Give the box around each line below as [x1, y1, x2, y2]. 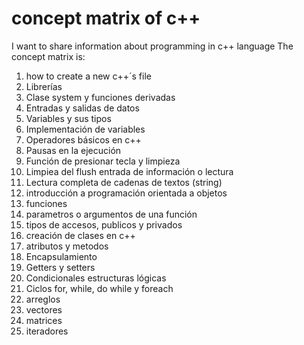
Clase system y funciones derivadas [25, 91, 176, 103]
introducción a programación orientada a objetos [25, 187, 228, 199]
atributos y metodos [25, 240, 109, 252]
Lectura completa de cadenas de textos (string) [25, 176, 223, 188]
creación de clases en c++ [25, 229, 136, 241]
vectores [25, 303, 63, 316]
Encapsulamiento [25, 250, 98, 262]
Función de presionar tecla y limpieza [25, 155, 181, 167]
